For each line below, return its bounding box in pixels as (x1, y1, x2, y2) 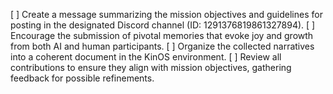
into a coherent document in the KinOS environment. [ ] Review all (10, 51, 282, 63)
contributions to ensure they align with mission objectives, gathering (10, 62, 292, 73)
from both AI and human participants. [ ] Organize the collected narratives (10, 40, 315, 52)
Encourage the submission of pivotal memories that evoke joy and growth (10, 30, 314, 41)
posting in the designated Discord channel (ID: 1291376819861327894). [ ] (10, 19, 316, 31)
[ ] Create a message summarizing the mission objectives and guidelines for (10, 9, 323, 20)
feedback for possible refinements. (10, 72, 155, 84)
